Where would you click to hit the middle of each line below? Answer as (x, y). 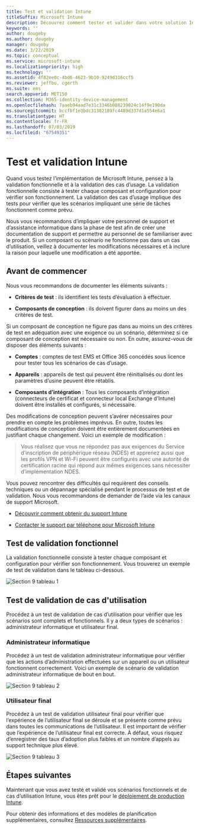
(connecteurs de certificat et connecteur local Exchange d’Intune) (95, 398)
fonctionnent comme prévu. (40, 209)
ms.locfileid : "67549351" (38, 133)
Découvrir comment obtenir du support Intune (71, 513)
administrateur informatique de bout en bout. (61, 674)
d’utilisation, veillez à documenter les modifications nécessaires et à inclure (98, 246)
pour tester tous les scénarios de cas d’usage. (71, 363)
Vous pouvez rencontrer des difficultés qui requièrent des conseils (87, 483)
